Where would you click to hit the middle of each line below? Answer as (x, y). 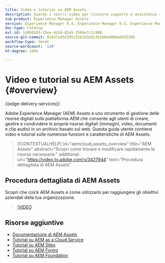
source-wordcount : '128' (30, 46)
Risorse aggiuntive (34, 223)
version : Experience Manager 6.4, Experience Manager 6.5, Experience (79, 23)
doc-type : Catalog (24, 28)
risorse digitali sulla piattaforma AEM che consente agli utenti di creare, (77, 118)
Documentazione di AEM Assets (45, 234)
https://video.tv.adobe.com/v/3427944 (67, 160)
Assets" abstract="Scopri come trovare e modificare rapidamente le (86, 149)
